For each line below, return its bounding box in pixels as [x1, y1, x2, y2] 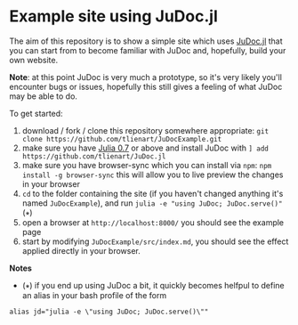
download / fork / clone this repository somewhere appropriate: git [21, 125, 270, 135]
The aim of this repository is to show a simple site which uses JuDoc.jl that [9, 36, 283, 46]
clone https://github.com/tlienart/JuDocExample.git [21, 134, 222, 143]
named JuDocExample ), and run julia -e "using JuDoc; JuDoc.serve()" [21, 198, 283, 208]
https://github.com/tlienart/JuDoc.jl [21, 151, 166, 161]
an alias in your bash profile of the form [21, 289, 167, 300]
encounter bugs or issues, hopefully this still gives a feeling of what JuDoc [9, 81, 283, 92]
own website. [9, 54, 59, 65]
